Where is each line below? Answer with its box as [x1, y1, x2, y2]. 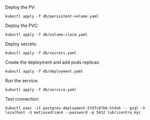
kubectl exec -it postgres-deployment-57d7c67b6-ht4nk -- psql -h [5, 106, 146, 111]
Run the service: [5, 78, 39, 84]
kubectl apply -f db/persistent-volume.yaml [5, 14, 99, 19]
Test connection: [5, 96, 40, 102]
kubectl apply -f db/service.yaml [5, 87, 77, 92]
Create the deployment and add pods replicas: [5, 59, 100, 65]
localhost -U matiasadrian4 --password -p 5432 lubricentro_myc [5, 110, 141, 115]
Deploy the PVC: [5, 22, 39, 28]
